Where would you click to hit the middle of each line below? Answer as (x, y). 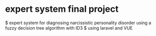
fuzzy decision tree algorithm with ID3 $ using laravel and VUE (69, 28)
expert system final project (62, 9)
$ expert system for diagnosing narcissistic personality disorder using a (78, 23)
